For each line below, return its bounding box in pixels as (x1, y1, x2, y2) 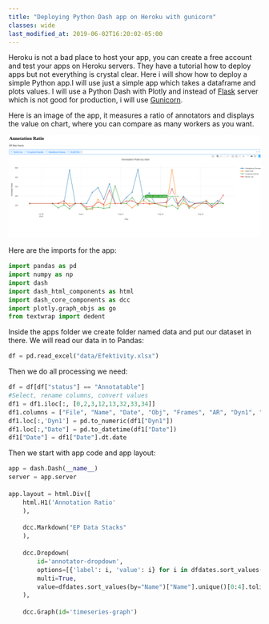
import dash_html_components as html (8, 287, 134, 295)
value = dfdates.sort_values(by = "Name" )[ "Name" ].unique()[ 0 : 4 (37, 582, 242, 591)
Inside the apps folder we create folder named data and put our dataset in (8, 327, 252, 337)
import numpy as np (8, 270, 74, 278)
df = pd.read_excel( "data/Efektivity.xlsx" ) (8, 352, 159, 360)
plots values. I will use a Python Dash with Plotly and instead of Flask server (8, 86, 259, 96)
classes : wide (8, 21, 56, 30)
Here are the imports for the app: (8, 246, 117, 255)
